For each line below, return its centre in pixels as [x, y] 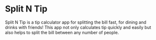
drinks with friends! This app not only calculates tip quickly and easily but [78, 27]
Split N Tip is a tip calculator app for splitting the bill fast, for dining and [76, 22]
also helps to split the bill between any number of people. [62, 32]
